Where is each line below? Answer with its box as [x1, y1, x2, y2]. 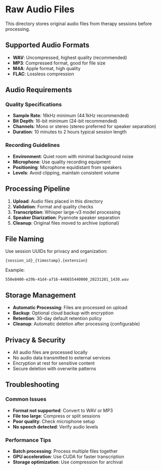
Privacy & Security [5, 335, 66, 344]
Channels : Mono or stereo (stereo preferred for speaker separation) [12, 123, 156, 130]
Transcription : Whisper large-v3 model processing [12, 209, 121, 215]
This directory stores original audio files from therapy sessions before [5, 20, 152, 27]
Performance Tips [5, 436, 51, 443]
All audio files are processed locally [12, 349, 88, 355]
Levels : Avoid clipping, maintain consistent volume [12, 169, 120, 176]
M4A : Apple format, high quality [12, 65, 81, 71]
